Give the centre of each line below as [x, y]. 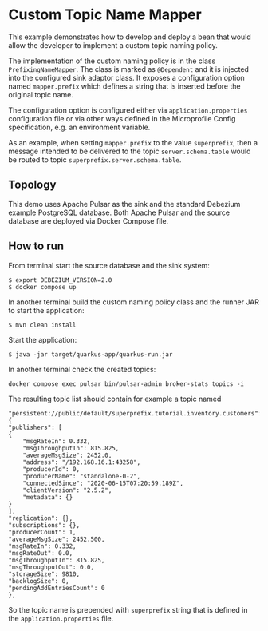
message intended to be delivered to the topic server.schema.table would [130, 151]
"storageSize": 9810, [44, 574]
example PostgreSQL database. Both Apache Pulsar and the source [119, 212]
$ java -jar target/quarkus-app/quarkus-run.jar [91, 354]
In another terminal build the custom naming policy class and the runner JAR [134, 302]
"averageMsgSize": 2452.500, [57, 539]
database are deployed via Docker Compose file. [89, 220]
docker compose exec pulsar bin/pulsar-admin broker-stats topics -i [126, 384]
